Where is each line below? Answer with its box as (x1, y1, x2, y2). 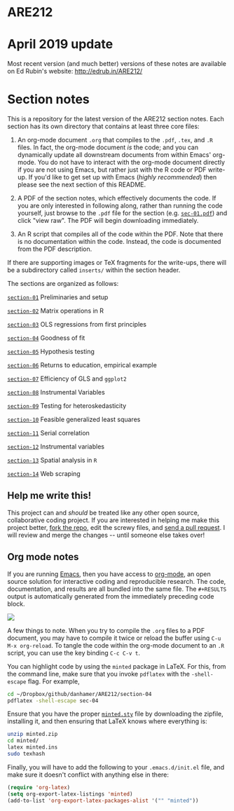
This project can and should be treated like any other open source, (7, 508, 200, 517)
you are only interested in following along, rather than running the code (17, 201, 223, 210)
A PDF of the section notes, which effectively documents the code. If (17, 194, 216, 203)
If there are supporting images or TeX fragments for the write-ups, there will (7, 259, 226, 267)
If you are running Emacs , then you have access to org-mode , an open (7, 569, 212, 578)
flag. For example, (27, 677, 80, 686)
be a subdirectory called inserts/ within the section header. (7, 266, 181, 274)
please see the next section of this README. (17, 180, 146, 189)
